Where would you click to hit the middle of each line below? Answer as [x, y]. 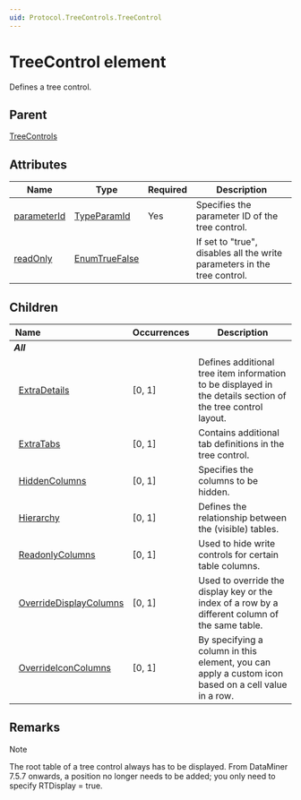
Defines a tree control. [51, 87]
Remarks [35, 728]
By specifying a [231, 640]
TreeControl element [88, 61]
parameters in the [233, 264]
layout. [212, 418]
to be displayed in [236, 384]
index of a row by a [238, 603]
